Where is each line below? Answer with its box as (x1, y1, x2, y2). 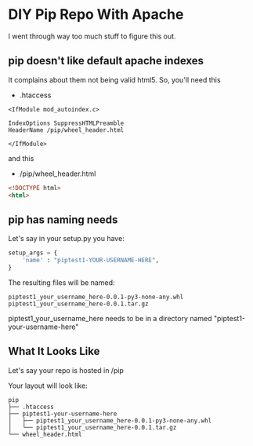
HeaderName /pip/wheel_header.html (8, 126, 125, 134)
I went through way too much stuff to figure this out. (8, 31, 176, 41)
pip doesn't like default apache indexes (8, 54, 204, 68)
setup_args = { (8, 249, 58, 257)
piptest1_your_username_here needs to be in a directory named (8, 313, 213, 323)
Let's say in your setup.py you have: (8, 234, 125, 243)
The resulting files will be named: (8, 277, 115, 287)
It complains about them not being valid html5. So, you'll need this (8, 75, 221, 84)
